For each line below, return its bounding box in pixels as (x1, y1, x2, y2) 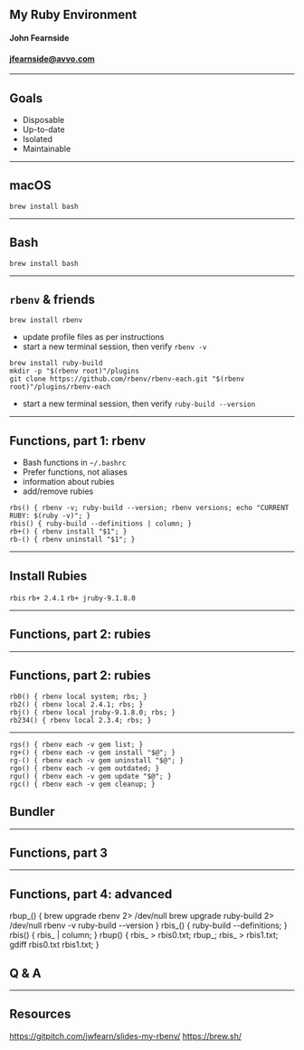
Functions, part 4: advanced (9, 886, 173, 902)
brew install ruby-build (9, 359, 103, 368)
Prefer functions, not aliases (22, 467, 128, 478)
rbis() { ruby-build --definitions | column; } (9, 519, 193, 528)
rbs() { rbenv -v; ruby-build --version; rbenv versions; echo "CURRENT (9, 504, 290, 513)
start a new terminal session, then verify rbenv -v (22, 341, 207, 352)
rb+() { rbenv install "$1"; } (9, 527, 128, 536)
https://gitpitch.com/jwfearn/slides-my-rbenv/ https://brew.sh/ (9, 1030, 242, 1041)
